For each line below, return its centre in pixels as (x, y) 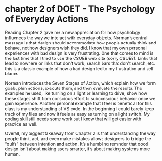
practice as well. (21, 124)
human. (13, 154)
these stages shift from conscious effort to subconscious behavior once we (80, 98)
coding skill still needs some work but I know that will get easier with (73, 119)
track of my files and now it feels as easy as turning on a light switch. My (77, 114)
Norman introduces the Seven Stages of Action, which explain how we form (81, 83)
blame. (12, 73)
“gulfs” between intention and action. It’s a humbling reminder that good (77, 144)
